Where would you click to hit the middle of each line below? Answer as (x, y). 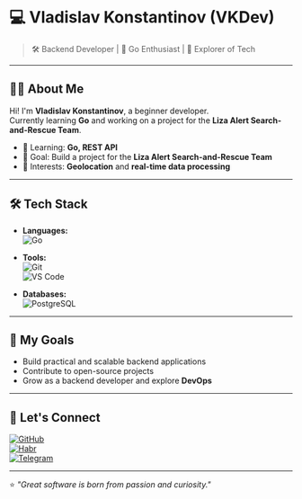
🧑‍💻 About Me (47, 89)
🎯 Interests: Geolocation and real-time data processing (126, 166)
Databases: (44, 294)
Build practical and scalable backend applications (114, 361)
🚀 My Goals (42, 339)
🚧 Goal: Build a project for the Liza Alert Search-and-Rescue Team (147, 156)
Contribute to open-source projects (88, 371)
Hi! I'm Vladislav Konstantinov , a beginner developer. (109, 111)
